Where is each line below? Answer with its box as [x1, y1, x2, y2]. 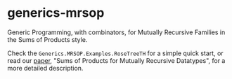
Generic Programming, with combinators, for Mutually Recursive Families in [7, 28, 226, 36]
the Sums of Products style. [7, 35, 88, 43]
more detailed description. [7, 64, 84, 72]
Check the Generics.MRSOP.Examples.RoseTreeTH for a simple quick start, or [7, 49, 224, 57]
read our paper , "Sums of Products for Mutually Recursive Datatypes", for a [7, 56, 226, 64]
